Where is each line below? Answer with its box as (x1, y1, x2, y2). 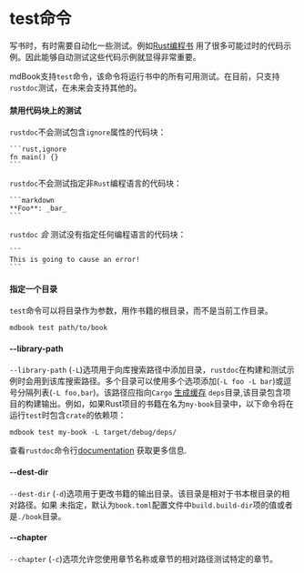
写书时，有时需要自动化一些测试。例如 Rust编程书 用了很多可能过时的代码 (9, 40, 284, 51)
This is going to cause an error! (9, 256, 141, 265)
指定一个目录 (9, 283, 57, 294)
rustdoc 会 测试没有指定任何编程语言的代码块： (9, 229, 187, 240)
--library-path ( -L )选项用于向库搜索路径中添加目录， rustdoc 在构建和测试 (9, 365, 287, 376)
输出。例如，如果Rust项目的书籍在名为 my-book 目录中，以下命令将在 (40, 398, 294, 409)
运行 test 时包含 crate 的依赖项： (9, 410, 127, 421)
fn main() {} (9, 153, 59, 162)
